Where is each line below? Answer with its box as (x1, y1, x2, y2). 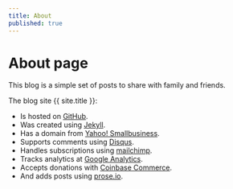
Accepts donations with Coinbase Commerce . (19, 162, 173, 173)
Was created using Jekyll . (19, 120, 106, 129)
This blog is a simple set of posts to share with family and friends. (8, 80, 227, 90)
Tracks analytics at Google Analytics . (19, 154, 143, 164)
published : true (8, 19, 63, 27)
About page (8, 54, 88, 72)
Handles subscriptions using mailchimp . (19, 146, 153, 155)
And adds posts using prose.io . (19, 171, 123, 181)
